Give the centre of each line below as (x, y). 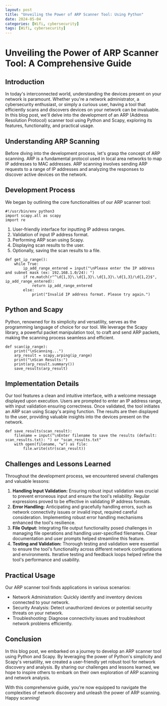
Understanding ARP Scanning (52, 141)
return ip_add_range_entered (62, 285)
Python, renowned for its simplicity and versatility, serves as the (71, 321)
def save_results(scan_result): (39, 431)
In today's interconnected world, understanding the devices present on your (83, 94)
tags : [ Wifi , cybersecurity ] (35, 28)
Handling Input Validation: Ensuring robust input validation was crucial (85, 491)
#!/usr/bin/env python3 (30, 211)
